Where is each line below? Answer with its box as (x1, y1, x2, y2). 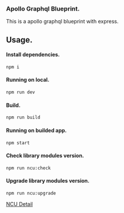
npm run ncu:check (6, 165, 51, 171)
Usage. (6, 34, 33, 45)
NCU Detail (6, 200, 33, 207)
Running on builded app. (6, 127, 67, 134)
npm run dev (6, 89, 35, 95)
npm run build (6, 114, 41, 121)
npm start (6, 139, 30, 146)
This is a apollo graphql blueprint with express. (6, 18, 119, 25)
